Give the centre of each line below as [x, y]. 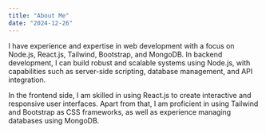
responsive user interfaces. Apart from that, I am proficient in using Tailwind [133, 104]
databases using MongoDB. [54, 120]
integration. [27, 80]
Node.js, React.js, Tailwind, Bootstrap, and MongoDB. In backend [115, 54]
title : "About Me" [39, 16]
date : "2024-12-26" [41, 23]
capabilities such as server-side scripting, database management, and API [131, 71]
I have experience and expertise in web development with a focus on [121, 45]
